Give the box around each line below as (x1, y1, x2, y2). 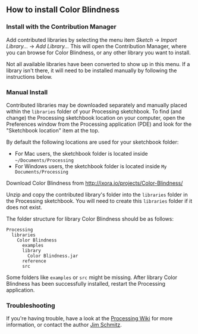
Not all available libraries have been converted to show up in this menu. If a (6, 60, 190, 67)
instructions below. (6, 73, 52, 80)
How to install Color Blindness (6, 5, 120, 15)
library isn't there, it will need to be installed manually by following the (6, 67, 177, 74)
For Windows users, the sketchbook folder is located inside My (14, 162, 167, 169)
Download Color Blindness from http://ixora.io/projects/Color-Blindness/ (6, 179, 183, 187)
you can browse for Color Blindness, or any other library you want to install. (6, 49, 191, 56)
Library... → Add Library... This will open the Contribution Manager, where (6, 42, 187, 50)
